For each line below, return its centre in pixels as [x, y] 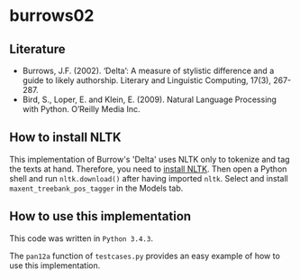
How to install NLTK [65, 138]
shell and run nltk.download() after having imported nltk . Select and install [149, 178]
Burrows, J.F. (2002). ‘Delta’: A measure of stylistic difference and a [148, 70]
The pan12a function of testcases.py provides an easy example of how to [145, 256]
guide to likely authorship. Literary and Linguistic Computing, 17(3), [147, 80]
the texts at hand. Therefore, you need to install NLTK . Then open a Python [148, 169]
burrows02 [52, 16]
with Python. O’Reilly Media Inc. [81, 109]
